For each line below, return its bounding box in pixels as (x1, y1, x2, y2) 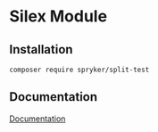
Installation (9, 42, 73, 57)
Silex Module (9, 6, 108, 27)
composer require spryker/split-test (9, 65, 150, 74)
